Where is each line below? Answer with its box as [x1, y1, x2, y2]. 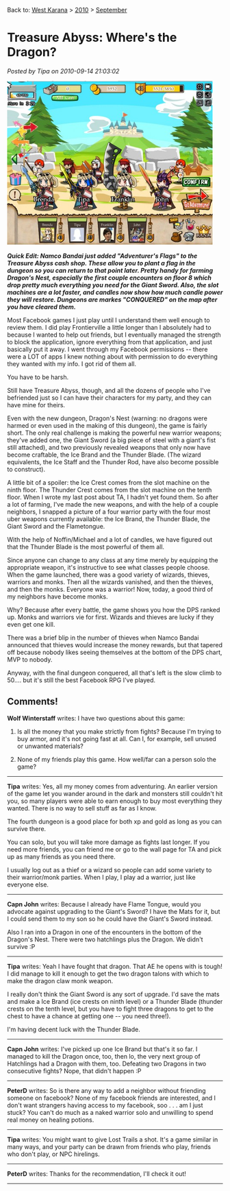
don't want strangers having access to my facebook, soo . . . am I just [7, 1100, 203, 1109]
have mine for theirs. [7, 400, 66, 409]
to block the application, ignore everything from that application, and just [7, 337, 212, 346]
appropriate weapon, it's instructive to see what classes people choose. [7, 563, 210, 571]
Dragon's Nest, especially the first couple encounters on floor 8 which [7, 274, 212, 282]
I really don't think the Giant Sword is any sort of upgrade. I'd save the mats [7, 990, 220, 998]
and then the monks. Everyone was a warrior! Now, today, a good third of [7, 585, 214, 593]
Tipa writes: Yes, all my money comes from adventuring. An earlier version [7, 782, 218, 791]
